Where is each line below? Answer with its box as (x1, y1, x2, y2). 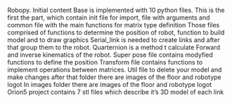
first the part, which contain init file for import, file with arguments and (7, 13, 210, 22)
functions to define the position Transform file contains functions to (7, 58, 203, 66)
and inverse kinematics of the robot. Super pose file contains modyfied (7, 50, 213, 59)
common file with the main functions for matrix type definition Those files (7, 21, 220, 29)
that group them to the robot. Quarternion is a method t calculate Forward (7, 43, 220, 51)
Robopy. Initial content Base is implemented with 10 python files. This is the (7, 6, 225, 14)
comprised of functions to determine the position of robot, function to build (7, 28, 225, 36)
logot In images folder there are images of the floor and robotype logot (7, 81, 212, 88)
